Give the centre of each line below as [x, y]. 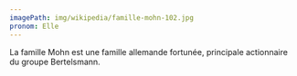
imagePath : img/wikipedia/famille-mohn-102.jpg [102, 18]
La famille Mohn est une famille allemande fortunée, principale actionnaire [148, 52]
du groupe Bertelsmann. [55, 62]
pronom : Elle [34, 26]
